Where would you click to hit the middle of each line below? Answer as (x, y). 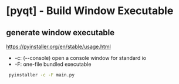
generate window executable (60, 33)
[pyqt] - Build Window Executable (90, 11)
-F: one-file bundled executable (53, 64)
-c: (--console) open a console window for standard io (80, 58)
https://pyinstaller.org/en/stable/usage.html (59, 46)
